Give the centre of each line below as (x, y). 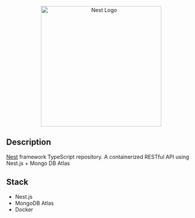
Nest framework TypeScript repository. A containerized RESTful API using (98, 157)
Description (29, 142)
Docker (24, 209)
